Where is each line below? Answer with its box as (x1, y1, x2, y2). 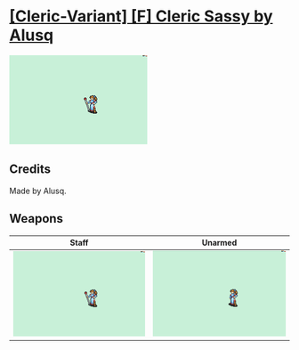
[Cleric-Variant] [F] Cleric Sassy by (9, 6, 273, 27)
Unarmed (201, 238, 238, 248)
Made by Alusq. (9, 185, 67, 196)
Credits (9, 162, 52, 177)
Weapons (9, 211, 64, 226)
